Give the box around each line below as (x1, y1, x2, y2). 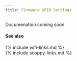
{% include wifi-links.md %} (5, 44, 65, 50)
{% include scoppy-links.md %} (5, 49, 72, 56)
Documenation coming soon (5, 21, 65, 27)
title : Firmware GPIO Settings (5, 7, 72, 13)
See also (5, 33, 24, 39)
